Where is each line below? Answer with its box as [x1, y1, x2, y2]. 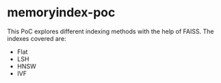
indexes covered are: [7, 34, 66, 42]
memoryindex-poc [7, 5, 116, 20]
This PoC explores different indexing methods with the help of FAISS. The [7, 27, 214, 35]
